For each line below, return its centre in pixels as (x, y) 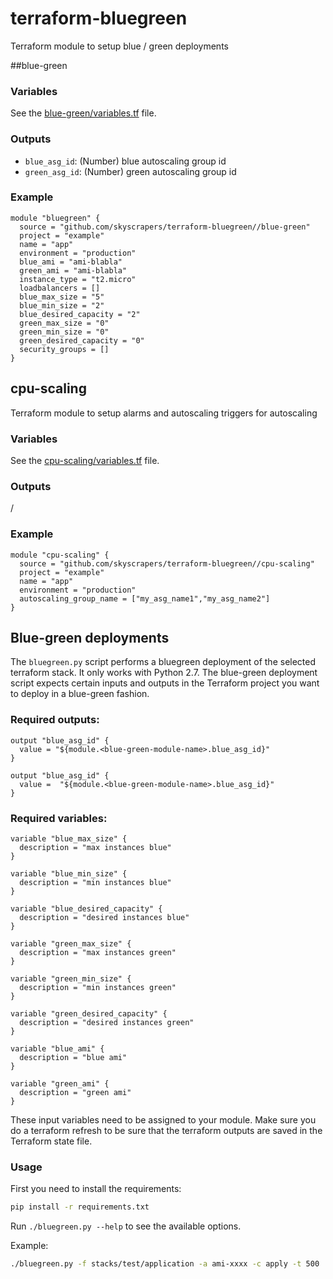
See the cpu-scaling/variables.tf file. (85, 460)
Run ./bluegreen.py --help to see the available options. (126, 1226)
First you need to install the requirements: (96, 1189)
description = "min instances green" (98, 987)
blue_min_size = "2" (62, 305)
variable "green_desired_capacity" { (89, 1013)
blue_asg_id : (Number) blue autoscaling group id (125, 161)
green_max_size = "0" (64, 323)
